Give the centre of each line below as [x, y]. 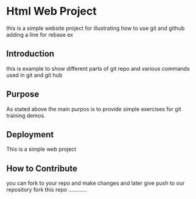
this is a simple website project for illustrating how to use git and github [96, 28]
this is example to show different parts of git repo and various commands [98, 68]
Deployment [30, 135]
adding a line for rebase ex [40, 34]
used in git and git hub [34, 75]
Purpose [23, 94]
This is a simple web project [41, 149]
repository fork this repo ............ [47, 190]
